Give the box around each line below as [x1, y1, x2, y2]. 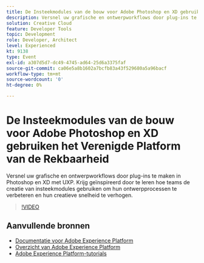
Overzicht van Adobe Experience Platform [15, 243, 121, 250]
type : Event [6, 54, 36, 60]
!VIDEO [21, 203, 39, 210]
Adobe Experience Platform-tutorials [15, 250, 107, 257]
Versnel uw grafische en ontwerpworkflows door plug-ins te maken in [6, 172, 181, 179]
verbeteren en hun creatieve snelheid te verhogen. [6, 191, 133, 199]
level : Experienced [6, 43, 56, 49]
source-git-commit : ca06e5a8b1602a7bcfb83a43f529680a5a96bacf [6, 65, 167, 72]
